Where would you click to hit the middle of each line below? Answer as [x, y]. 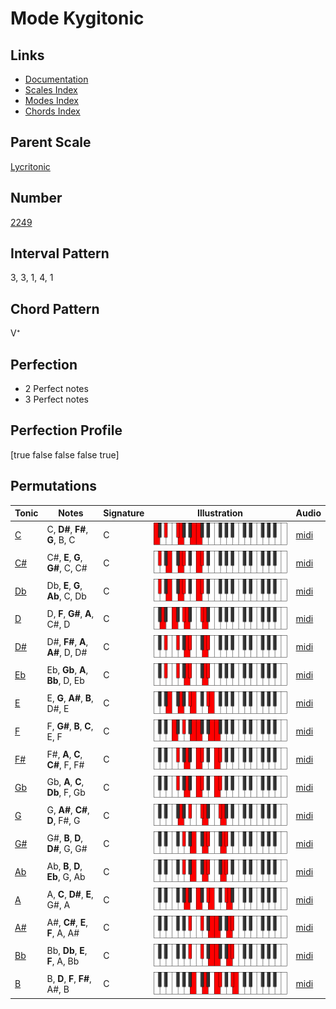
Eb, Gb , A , [67, 669]
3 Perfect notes [57, 399]
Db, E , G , [64, 586]
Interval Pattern [60, 253]
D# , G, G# [67, 849]
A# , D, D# [67, 652]
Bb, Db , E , [67, 950]
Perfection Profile [66, 430]
